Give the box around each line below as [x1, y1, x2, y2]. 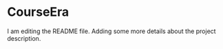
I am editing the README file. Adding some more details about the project [7, 27, 216, 35]
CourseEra [7, 4, 70, 20]
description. [7, 34, 41, 42]
